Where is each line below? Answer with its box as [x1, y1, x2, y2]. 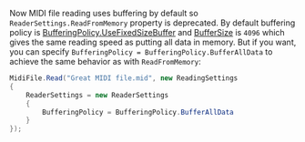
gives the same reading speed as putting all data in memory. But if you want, [9, 36, 297, 47]
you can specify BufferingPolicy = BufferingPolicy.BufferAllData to [9, 46, 273, 57]
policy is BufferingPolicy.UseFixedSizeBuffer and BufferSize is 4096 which [9, 27, 285, 37]
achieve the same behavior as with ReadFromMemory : [9, 56, 202, 66]
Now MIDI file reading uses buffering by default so [9, 8, 198, 18]
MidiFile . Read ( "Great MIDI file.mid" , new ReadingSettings [9, 74, 239, 83]
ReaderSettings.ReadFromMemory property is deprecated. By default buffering [9, 17, 296, 28]
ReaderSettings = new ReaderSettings [25, 90, 169, 99]
